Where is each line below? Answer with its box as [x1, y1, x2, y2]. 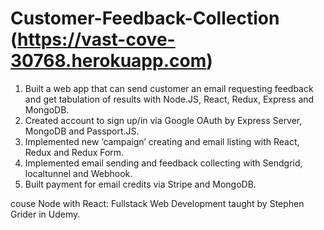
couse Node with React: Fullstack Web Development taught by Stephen [10, 197, 305, 209]
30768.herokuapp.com [10, 50, 207, 72]
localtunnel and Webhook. [24, 167, 133, 179]
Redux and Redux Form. [24, 146, 125, 158]
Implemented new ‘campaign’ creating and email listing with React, [24, 135, 300, 147]
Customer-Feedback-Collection [10, 7, 280, 30]
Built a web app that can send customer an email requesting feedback [24, 82, 314, 94]
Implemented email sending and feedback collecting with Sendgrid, [24, 157, 303, 169]
